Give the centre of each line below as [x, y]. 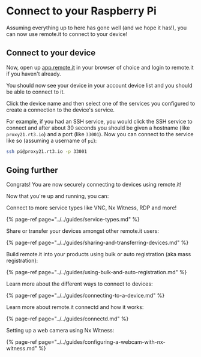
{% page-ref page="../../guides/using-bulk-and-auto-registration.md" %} [97, 272]
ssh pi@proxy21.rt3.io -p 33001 [46, 151]
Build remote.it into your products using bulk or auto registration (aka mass [99, 254]
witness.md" [22, 349]
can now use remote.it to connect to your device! [67, 34]
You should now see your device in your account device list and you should [100, 85]
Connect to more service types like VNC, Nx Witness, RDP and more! [91, 208]
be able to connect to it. [35, 92]
